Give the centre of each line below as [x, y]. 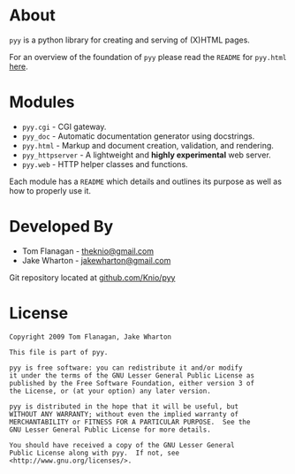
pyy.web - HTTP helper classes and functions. [105, 164]
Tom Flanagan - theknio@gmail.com [88, 251]
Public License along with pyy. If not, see [94, 453]
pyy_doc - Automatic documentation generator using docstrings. [138, 136]
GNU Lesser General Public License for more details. [110, 430]
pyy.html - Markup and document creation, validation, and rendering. [147, 145]
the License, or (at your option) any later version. [110, 391]
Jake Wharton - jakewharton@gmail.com [96, 260]
